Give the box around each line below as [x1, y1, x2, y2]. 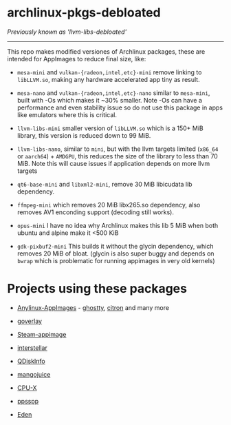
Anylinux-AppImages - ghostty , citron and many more [16, 303, 170, 311]
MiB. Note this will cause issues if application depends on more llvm [16, 159, 210, 167]
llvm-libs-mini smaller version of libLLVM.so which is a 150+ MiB [16, 124, 204, 132]
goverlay [16, 317, 43, 325]
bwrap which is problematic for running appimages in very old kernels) [16, 256, 215, 265]
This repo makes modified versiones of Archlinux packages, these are [7, 47, 206, 56]
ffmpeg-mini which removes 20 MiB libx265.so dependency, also [16, 200, 201, 209]
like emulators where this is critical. [16, 110, 117, 118]
